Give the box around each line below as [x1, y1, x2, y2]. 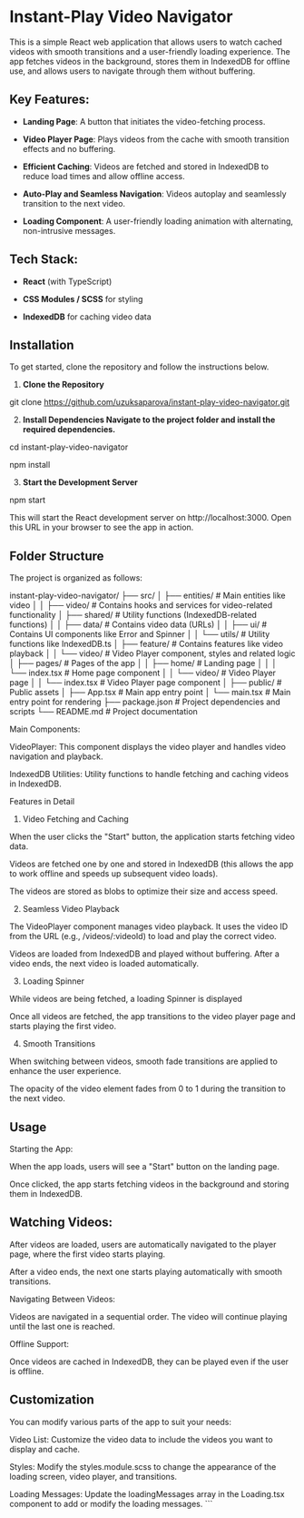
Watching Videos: [9, 1215, 113, 1230]
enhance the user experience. [9, 1066, 122, 1077]
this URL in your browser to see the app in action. [9, 521, 194, 533]
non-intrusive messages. [22, 225, 116, 236]
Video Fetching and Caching [22, 814, 129, 825]
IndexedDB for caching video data [22, 311, 152, 322]
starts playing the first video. [9, 1021, 116, 1032]
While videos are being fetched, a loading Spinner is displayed [9, 994, 243, 1005]
